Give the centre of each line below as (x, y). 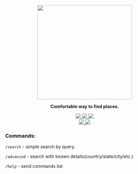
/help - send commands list (34, 166)
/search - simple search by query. (40, 147)
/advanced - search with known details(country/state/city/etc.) (69, 156)
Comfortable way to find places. (85, 106)
